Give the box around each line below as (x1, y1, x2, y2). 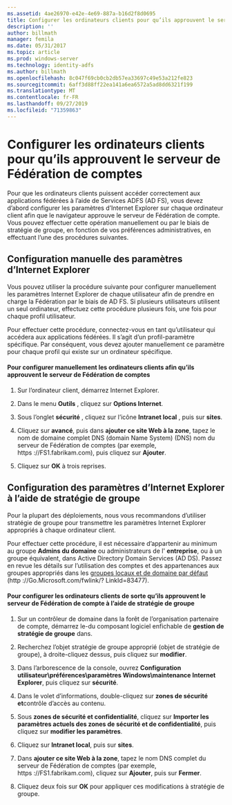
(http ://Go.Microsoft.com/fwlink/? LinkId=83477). (7, 576, 150, 584)
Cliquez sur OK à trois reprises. (17, 461, 107, 470)
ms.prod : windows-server (7, 55, 79, 62)
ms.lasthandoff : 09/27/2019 (7, 100, 88, 107)
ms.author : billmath (7, 68, 67, 75)
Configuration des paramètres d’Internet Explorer (7, 482, 225, 494)
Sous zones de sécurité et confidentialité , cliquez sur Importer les (17, 712, 209, 720)
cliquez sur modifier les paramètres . (17, 727, 123, 735)
